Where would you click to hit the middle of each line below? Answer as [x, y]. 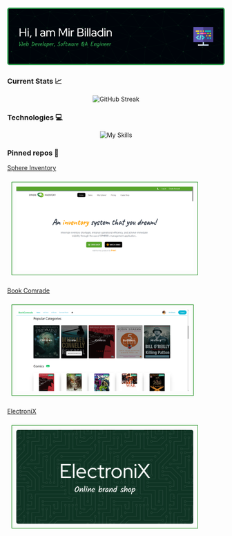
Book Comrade [29, 290]
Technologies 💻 [35, 117]
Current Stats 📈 [35, 82]
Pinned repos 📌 [33, 153]
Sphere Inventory [32, 168]
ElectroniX [22, 412]
